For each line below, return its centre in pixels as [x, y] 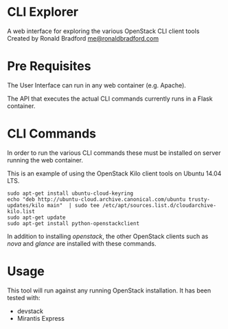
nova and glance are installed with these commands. [82, 243]
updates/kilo [26, 205]
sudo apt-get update [37, 217]
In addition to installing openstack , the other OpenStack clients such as [108, 236]
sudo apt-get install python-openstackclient [73, 223]
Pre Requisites [49, 66]
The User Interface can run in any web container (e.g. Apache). [97, 85]
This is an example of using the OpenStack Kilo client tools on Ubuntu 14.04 [114, 173]
